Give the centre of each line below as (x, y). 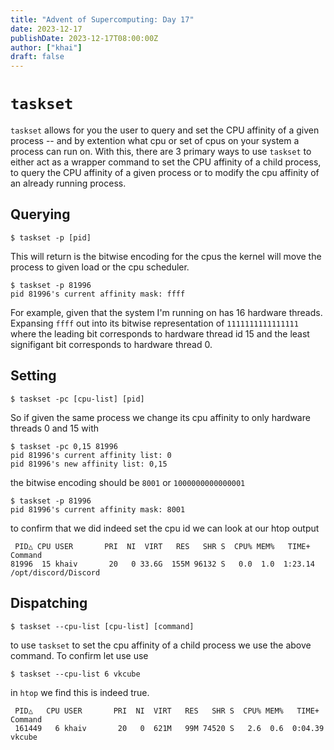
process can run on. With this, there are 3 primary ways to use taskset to (161, 152)
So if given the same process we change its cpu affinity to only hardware (160, 417)
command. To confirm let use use (79, 655)
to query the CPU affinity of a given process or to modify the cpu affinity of (165, 173)
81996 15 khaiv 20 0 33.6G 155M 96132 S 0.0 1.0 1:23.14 (162, 564)
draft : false (37, 57)
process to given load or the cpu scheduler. (100, 267)
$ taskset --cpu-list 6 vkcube (75, 674)
